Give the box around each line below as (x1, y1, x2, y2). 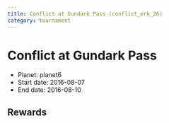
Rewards (7, 106, 47, 118)
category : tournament (7, 17, 71, 24)
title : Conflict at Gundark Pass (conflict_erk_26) (7, 10, 163, 18)
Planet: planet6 (17, 71, 62, 79)
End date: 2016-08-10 (17, 86, 81, 94)
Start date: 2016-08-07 (17, 78, 85, 87)
